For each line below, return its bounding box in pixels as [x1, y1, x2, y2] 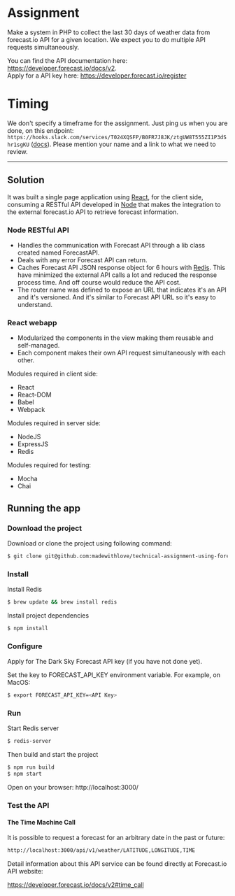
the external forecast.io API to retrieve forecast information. [7, 208, 178, 216]
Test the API [7, 800, 50, 810]
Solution [7, 174, 45, 186]
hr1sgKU [7, 141, 30, 148]
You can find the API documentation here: [7, 56, 128, 64]
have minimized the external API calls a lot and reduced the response [17, 271, 218, 279]
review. [7, 147, 28, 155]
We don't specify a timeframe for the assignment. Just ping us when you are [7, 119, 228, 127]
